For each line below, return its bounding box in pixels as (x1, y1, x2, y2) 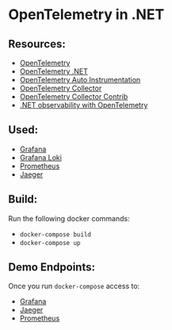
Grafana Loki (19, 152, 62, 162)
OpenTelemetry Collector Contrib (19, 92, 128, 101)
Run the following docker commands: (8, 213, 130, 223)
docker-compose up (19, 239, 81, 247)
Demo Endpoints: (8, 260, 95, 274)
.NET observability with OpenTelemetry (19, 101, 148, 109)
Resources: (8, 37, 66, 51)
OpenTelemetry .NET (19, 67, 89, 76)
